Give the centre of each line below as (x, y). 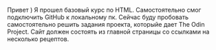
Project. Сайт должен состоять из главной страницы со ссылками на (108, 32)
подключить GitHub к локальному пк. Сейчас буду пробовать (98, 17)
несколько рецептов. (38, 39)
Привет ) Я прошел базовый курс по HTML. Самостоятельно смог (104, 10)
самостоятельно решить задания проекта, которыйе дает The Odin (106, 24)
